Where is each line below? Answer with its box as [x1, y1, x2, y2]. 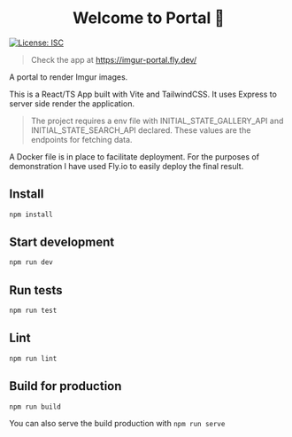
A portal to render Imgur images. [9, 71, 128, 82]
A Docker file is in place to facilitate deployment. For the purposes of [9, 151, 259, 162]
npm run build [9, 402, 62, 411]
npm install [9, 210, 53, 219]
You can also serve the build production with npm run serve [9, 418, 226, 429]
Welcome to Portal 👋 [72, 8, 226, 28]
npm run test [9, 306, 58, 316]
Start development [9, 235, 115, 250]
